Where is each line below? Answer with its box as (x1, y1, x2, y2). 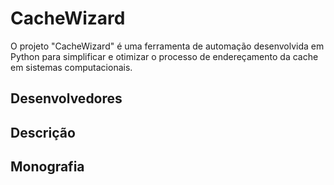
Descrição (10, 124, 76, 141)
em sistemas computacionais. (10, 61, 133, 73)
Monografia (10, 158, 85, 176)
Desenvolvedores (10, 90, 123, 107)
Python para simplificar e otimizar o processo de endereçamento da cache (10, 50, 319, 62)
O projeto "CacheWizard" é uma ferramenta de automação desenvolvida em (10, 40, 325, 52)
